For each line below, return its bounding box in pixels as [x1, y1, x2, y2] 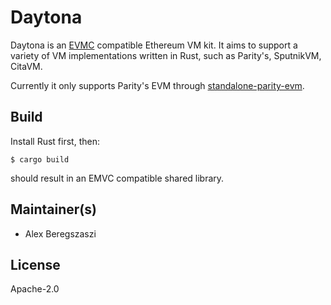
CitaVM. [10, 60, 43, 72]
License [10, 256, 61, 273]
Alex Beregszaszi [24, 227, 97, 240]
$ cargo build [10, 154, 70, 165]
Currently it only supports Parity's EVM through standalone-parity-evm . [10, 79, 305, 91]
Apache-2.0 [10, 283, 60, 295]
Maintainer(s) [10, 201, 97, 218]
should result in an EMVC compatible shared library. [10, 172, 225, 184]
